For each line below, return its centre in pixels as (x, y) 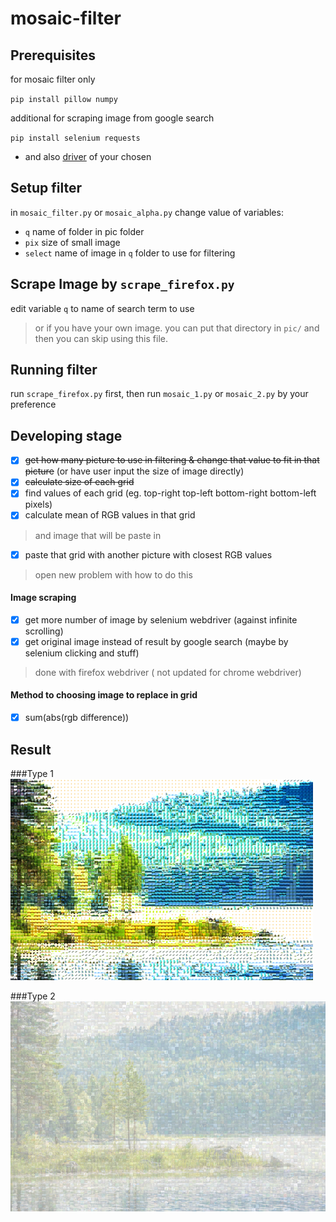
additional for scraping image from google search (112, 118)
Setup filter (46, 188)
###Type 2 (33, 996)
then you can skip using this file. (101, 338)
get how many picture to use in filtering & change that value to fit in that (172, 460)
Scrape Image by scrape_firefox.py (122, 284)
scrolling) (44, 631)
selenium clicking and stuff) (82, 653)
